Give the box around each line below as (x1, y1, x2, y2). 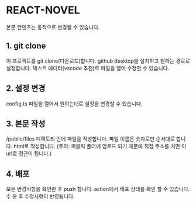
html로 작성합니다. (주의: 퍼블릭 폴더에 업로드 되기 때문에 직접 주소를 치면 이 (13, 143, 187, 150)
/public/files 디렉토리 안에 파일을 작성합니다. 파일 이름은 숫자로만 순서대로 (6, 135, 176, 142)
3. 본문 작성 (6, 118, 46, 129)
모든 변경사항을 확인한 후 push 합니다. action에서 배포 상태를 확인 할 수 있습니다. (6, 186, 190, 193)
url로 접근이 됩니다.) (6, 150, 52, 157)
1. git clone (6, 41, 46, 51)
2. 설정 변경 (6, 83, 46, 94)
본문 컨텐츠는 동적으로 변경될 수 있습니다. (6, 23, 100, 30)
